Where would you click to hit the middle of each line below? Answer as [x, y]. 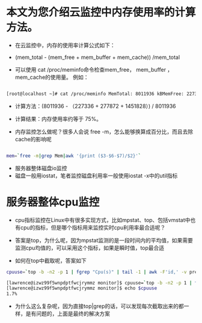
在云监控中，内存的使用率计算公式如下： [65, 45]
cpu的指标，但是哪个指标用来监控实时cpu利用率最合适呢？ [93, 227]
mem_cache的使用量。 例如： [52, 77]
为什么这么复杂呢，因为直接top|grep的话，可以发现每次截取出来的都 [99, 306]
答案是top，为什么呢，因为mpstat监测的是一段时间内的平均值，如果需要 [104, 240]
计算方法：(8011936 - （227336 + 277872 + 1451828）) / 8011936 [95, 106]
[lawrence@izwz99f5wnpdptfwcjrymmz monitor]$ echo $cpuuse [82, 288]
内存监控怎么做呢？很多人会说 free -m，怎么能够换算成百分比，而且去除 [104, 131]
